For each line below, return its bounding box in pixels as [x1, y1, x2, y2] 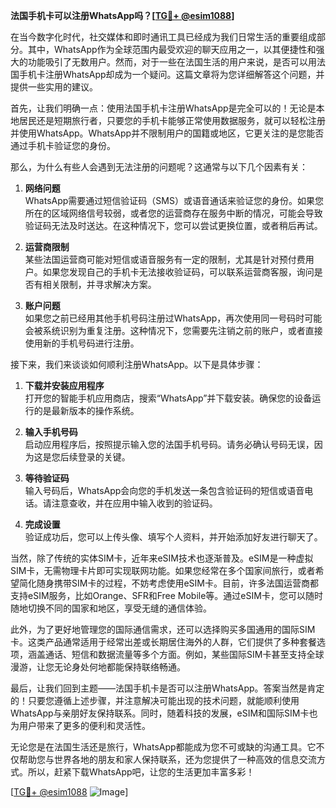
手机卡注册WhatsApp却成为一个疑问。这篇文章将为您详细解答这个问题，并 [18, 69, 325, 80]
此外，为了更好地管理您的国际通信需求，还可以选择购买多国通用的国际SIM [10, 624, 316, 635]
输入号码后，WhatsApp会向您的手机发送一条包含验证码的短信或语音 [24, 485, 305, 496]
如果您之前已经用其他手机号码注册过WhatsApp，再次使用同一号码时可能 [24, 312, 323, 324]
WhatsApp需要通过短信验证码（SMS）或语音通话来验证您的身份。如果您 [24, 195, 324, 206]
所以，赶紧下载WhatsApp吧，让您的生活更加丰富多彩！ [27, 766, 255, 778]
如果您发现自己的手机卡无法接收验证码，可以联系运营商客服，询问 [42, 266, 315, 278]
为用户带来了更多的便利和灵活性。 [10, 720, 151, 731]
